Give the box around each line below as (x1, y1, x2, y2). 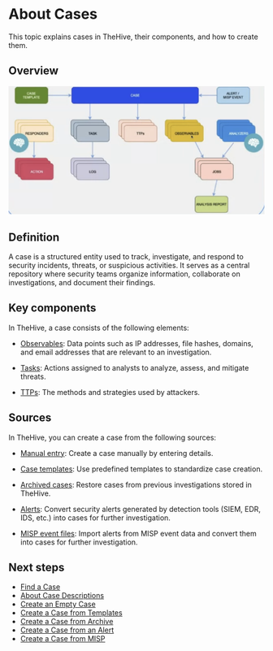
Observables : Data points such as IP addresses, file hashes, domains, (19, 338, 253, 348)
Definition (8, 230, 59, 244)
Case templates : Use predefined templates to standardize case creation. (19, 464, 262, 474)
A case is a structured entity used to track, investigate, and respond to (8, 252, 244, 262)
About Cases (8, 5, 98, 24)
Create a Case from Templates (19, 608, 123, 618)
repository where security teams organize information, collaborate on (8, 269, 241, 279)
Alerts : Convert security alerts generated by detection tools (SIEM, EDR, (19, 504, 262, 514)
